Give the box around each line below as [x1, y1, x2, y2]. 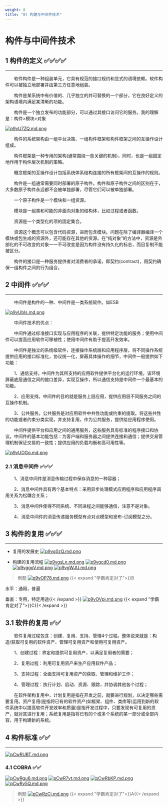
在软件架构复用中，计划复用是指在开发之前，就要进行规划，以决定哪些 [14, 692, 158, 698]
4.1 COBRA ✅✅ [5, 763, 41, 770]
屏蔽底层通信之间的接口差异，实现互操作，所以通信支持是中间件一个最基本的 [5, 376, 163, 382]
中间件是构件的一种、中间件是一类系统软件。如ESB [14, 299, 119, 305]
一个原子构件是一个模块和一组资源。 [14, 197, 88, 203]
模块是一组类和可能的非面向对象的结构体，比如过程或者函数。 [14, 207, 141, 213]
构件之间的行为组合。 [18, 264, 62, 270]
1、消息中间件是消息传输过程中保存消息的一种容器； [14, 475, 121, 481]
